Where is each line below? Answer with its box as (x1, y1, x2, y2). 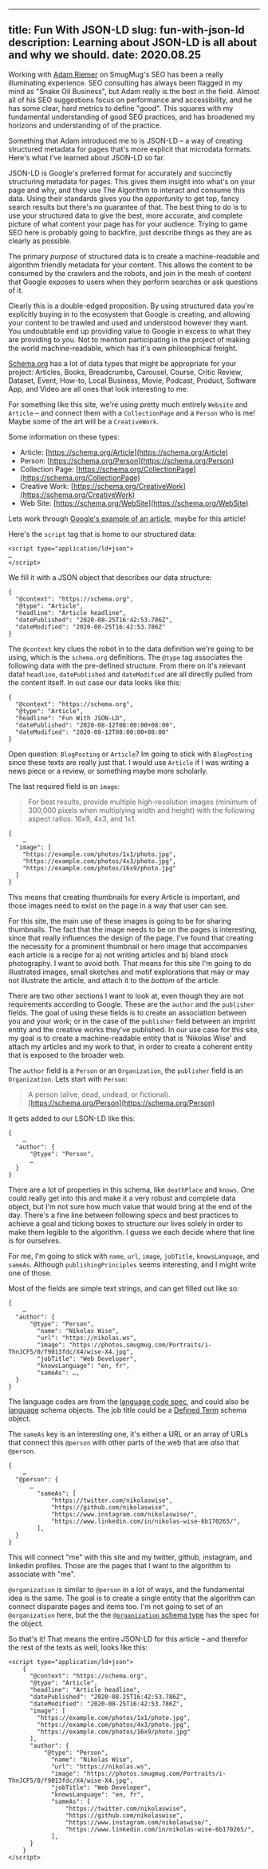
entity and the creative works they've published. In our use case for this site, (8, 1024, 260, 1034)
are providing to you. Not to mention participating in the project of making (8, 334, 250, 344)
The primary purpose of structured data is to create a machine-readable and (8, 251, 260, 261)
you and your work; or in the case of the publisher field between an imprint (8, 1016, 256, 1026)
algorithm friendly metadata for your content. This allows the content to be (8, 260, 254, 270)
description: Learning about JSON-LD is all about (8, 36, 258, 49)
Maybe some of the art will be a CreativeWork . (8, 416, 160, 426)
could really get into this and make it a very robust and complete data (8, 1193, 236, 1203)
